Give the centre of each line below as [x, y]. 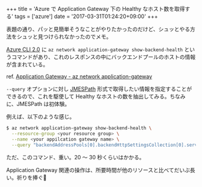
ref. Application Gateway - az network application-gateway [79, 76]
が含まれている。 [27, 64]
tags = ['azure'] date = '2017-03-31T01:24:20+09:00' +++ [86, 16]
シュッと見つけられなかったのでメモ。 [64, 37]
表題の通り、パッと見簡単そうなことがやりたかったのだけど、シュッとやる [98, 29]
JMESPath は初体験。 [43, 104]
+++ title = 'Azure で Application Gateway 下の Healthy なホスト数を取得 [96, 9]
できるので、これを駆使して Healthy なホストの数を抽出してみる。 [88, 96]
